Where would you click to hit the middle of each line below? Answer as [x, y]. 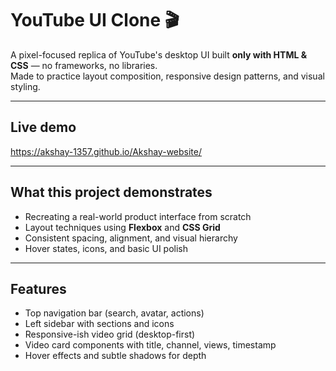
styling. [25, 86]
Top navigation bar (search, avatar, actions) [114, 313]
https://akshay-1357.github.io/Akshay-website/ [106, 151]
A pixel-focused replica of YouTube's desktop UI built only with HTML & [159, 54]
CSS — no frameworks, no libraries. [84, 65]
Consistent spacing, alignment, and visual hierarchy [131, 238]
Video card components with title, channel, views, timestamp [150, 345]
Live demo [43, 127]
